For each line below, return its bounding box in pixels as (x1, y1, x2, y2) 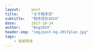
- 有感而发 (14, 39, 33, 44)
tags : (5, 34, 16, 39)
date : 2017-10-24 (5, 20, 54, 26)
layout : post (5, 7, 41, 12)
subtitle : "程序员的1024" (5, 16, 60, 21)
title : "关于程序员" (5, 12, 54, 17)
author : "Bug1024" (5, 25, 51, 30)
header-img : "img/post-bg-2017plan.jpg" (5, 30, 89, 34)
